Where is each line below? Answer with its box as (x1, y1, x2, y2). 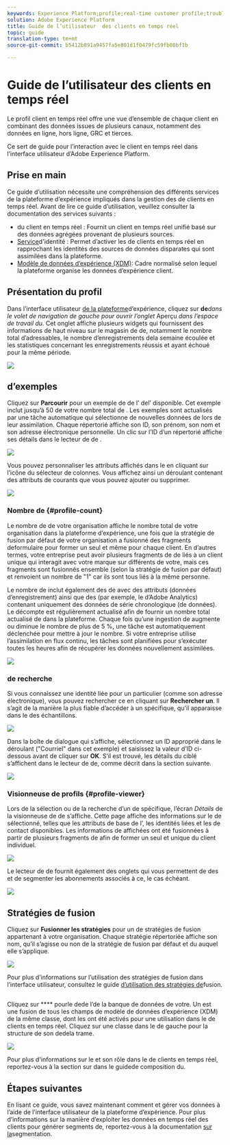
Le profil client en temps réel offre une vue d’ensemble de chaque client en (7, 114, 219, 123)
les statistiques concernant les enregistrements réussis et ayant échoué (7, 340, 210, 349)
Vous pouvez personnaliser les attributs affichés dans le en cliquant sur (7, 462, 209, 470)
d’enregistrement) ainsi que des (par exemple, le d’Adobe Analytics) (7, 593, 199, 601)
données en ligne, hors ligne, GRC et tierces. (7, 129, 133, 137)
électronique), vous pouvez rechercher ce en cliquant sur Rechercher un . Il (7, 696, 220, 705)
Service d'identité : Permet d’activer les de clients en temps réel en (16, 237, 204, 245)
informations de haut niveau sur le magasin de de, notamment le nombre (7, 326, 212, 334)
